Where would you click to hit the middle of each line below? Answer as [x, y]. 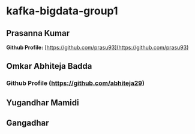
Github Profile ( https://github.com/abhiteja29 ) [76, 83]
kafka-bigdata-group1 [62, 11]
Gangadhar [28, 123]
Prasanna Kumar [38, 33]
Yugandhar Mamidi [43, 103]
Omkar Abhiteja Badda [49, 66]
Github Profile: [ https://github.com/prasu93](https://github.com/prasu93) [97, 47]
